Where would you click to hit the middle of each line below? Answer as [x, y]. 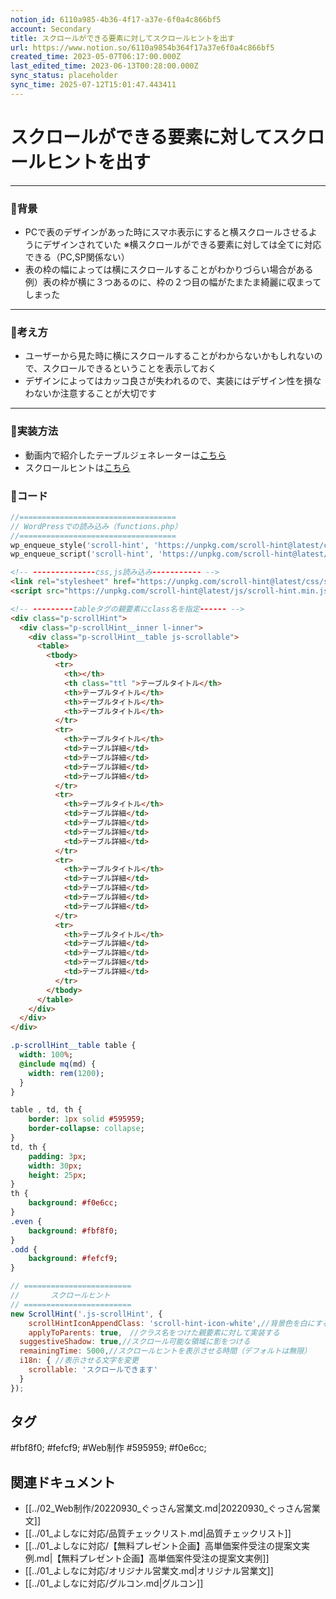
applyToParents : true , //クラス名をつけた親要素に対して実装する [154, 1332]
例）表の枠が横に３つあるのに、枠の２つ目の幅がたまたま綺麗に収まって [173, 282]
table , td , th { [46, 1110]
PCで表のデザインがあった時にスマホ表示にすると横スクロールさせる [166, 232]
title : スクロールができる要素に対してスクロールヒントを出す [122, 38]
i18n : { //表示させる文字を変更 [79, 1361]
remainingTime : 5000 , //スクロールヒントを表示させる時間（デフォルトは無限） [165, 1351]
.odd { [24, 1249]
